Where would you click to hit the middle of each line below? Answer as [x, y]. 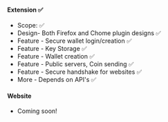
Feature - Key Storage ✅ [52, 49]
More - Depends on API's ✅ [57, 80]
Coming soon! [37, 111]
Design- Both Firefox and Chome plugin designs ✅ [89, 33]
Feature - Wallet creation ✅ [56, 57]
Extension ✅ [25, 10]
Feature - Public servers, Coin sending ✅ [75, 64]
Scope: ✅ [31, 26]
